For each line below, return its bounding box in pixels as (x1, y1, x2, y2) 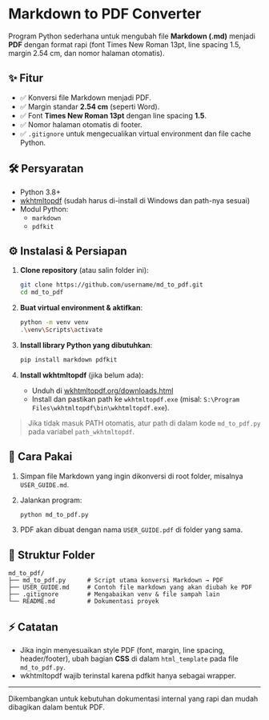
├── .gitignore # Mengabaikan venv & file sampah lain (8, 590, 220, 598)
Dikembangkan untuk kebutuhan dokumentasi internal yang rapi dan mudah (8, 694, 259, 704)
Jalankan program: (19, 495, 82, 505)
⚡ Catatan (8, 620, 58, 634)
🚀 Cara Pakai (8, 450, 73, 464)
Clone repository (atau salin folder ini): (19, 266, 150, 275)
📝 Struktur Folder (8, 548, 95, 562)
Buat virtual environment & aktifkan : (19, 303, 143, 313)
